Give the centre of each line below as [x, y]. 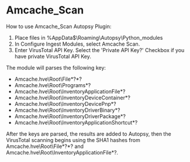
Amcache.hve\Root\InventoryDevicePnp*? [65, 104]
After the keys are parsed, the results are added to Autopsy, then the [89, 134]
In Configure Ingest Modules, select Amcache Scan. [77, 44]
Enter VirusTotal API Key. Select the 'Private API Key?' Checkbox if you [99, 50]
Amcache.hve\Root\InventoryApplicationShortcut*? [76, 122]
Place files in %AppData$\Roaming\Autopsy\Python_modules [89, 37]
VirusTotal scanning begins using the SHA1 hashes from [73, 140]
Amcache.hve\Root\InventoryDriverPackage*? [70, 116]
